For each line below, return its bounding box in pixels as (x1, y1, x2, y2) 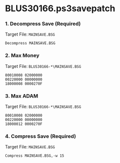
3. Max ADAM (5, 92, 38, 99)
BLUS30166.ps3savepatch (5, 3, 116, 14)
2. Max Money (5, 52, 40, 59)
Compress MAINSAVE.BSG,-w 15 (5, 153, 64, 159)
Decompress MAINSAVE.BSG (5, 41, 56, 46)
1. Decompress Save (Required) (5, 20, 81, 27)
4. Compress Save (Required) (5, 133, 77, 140)
